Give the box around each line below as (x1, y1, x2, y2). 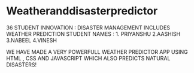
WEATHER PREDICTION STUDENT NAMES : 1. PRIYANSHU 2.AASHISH (6, 30, 181, 37)
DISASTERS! (6, 61, 37, 68)
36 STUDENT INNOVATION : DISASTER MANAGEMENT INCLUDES (6, 24, 171, 31)
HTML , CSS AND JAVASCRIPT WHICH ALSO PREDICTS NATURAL (6, 54, 171, 62)
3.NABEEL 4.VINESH (6, 36, 57, 44)
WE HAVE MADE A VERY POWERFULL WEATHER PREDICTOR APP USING (6, 48, 188, 55)
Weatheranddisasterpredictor (6, 4, 158, 18)
